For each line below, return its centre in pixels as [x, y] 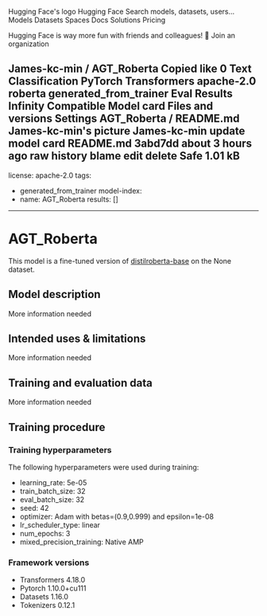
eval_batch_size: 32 [52, 499]
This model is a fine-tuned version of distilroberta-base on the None [120, 261]
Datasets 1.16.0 [44, 597]
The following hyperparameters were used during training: [104, 467]
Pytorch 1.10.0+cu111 [53, 588]
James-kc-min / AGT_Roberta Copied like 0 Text [130, 69]
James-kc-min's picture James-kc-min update [127, 131]
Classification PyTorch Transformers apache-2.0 [132, 82]
